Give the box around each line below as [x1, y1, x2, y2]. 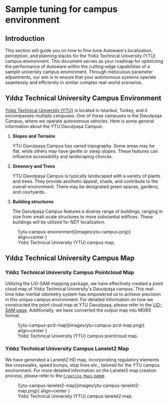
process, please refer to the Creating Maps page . [5, 372, 106, 378]
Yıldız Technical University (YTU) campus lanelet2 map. [18, 393, 133, 399]
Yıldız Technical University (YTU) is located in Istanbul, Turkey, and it [5, 107, 148, 113]
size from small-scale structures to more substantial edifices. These [12, 213, 153, 219]
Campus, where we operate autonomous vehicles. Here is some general [5, 118, 154, 124]
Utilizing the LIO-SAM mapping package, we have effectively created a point [5, 280, 163, 287]
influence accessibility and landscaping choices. [12, 153, 113, 159]
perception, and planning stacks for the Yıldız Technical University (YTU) [5, 53, 156, 59]
